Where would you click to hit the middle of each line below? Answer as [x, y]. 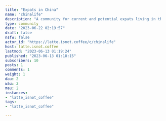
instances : [16, 93]
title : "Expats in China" [32, 10]
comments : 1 [17, 70]
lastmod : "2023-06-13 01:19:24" [38, 51]
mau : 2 [12, 88]
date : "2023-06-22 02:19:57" [35, 28]
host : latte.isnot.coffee [32, 47]
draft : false [19, 33]
